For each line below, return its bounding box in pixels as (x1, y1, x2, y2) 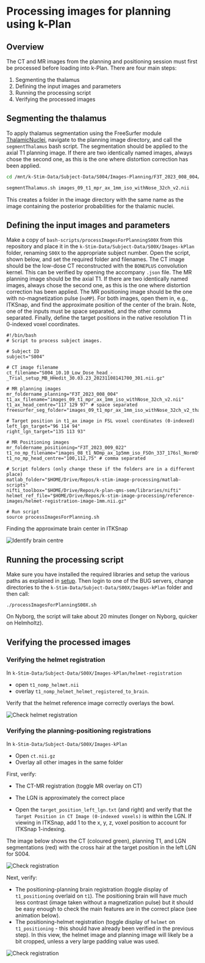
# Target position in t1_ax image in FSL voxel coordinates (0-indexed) (6, 418, 195, 424)
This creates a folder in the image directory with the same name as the (6, 196, 184, 203)
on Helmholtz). (6, 619, 44, 627)
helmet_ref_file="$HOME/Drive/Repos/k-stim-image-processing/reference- (6, 493, 195, 499)
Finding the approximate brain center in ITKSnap (6, 525, 128, 532)
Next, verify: (6, 874, 38, 881)
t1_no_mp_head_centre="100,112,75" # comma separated (6, 455, 146, 462)
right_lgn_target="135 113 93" (6, 429, 86, 435)
